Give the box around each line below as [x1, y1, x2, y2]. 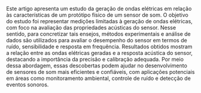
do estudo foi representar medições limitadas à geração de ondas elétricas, [6, 18, 193, 24]
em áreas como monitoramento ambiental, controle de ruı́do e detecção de [6, 75, 191, 82]
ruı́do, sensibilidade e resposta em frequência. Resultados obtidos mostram [6, 43, 193, 50]
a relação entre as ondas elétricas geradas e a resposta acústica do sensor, [6, 49, 193, 56]
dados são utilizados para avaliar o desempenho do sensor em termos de [6, 37, 187, 44]
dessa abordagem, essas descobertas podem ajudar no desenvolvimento [6, 62, 187, 69]
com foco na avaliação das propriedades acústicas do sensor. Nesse [6, 24, 176, 31]
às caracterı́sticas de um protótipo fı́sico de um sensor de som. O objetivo [6, 11, 188, 18]
